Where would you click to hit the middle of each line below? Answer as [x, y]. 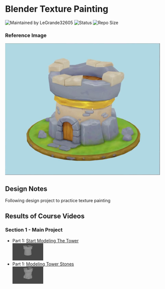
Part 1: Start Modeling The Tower [45, 240]
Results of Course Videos [45, 216]
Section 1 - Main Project [34, 230]
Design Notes [26, 189]
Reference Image [26, 35]
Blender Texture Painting [57, 9]
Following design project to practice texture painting [58, 201]
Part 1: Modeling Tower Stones [43, 264]
